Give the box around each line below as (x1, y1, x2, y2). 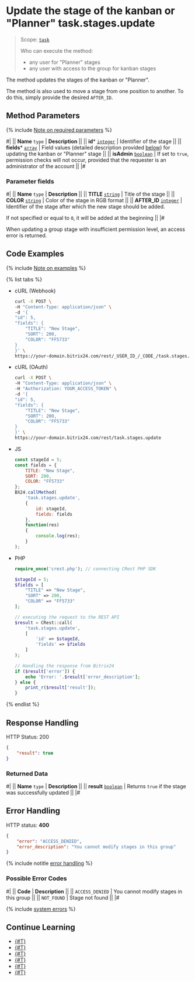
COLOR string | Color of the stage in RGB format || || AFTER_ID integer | (6, 197, 183, 204)
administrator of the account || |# (6, 162, 86, 169)
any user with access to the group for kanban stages (29, 64, 156, 71)
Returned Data (6, 769, 48, 778)
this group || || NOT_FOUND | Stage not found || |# (6, 894, 120, 901)
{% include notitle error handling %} (6, 860, 93, 867)
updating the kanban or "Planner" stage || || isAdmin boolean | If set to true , (6, 150, 189, 157)
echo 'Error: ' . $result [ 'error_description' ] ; (25, 674, 141, 680)
